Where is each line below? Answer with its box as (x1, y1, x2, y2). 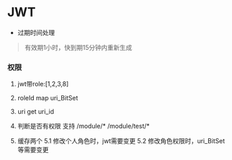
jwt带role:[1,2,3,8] (17, 80, 69, 88)
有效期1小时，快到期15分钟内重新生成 (24, 43, 132, 51)
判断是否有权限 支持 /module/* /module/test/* (17, 122, 150, 131)
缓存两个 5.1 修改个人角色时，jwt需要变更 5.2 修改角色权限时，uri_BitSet (17, 137, 225, 145)
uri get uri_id (17, 107, 54, 116)
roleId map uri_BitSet (17, 94, 79, 102)
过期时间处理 (17, 28, 55, 36)
